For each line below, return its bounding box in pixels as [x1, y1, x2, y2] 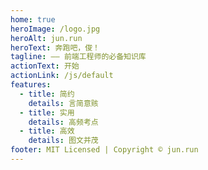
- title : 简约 [19, 89, 75, 99]
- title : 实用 [19, 107, 75, 118]
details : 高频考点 [28, 117, 99, 127]
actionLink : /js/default [10, 71, 114, 81]
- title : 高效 [19, 126, 75, 136]
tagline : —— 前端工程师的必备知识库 [10, 52, 147, 62]
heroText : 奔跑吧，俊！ [10, 42, 100, 53]
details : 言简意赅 [28, 98, 99, 108]
